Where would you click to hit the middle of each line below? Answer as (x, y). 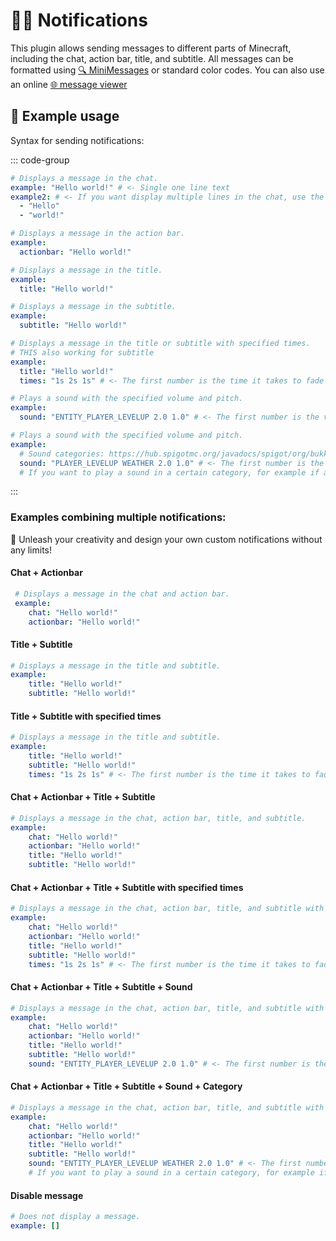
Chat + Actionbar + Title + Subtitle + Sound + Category (126, 1086)
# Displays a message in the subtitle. (93, 307)
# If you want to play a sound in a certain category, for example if (169, 472)
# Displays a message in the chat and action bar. (122, 594)
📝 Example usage (65, 116)
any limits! (31, 550)
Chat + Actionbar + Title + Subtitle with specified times (127, 887)
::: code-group (40, 160)
